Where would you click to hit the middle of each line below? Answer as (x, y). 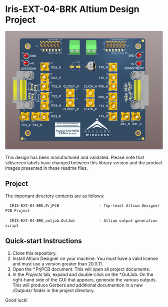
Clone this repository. (34, 253)
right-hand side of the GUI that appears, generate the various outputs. (84, 279)
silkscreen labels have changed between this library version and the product (84, 163)
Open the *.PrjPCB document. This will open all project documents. (81, 269)
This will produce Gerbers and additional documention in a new (78, 285)
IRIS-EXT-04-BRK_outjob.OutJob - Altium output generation (83, 221)
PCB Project (17, 211)
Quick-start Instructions (44, 241)
